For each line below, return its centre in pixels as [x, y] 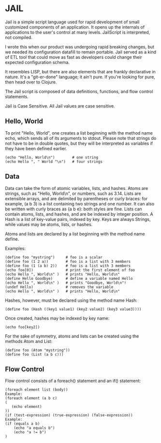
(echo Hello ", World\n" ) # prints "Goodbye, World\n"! [66, 283]
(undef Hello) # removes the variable [59, 287]
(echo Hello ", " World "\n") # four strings [54, 162]
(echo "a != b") [30, 432]
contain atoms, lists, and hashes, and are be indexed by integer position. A [79, 214]
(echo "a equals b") [34, 428]
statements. [17, 96]
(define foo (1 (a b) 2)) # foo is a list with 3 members [68, 266]
